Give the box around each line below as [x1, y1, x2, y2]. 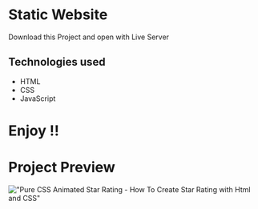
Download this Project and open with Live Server [8, 32, 170, 42]
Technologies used [8, 55, 106, 69]
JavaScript [19, 94, 56, 103]
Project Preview [8, 159, 116, 177]
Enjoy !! [8, 122, 60, 139]
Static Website [8, 6, 108, 24]
